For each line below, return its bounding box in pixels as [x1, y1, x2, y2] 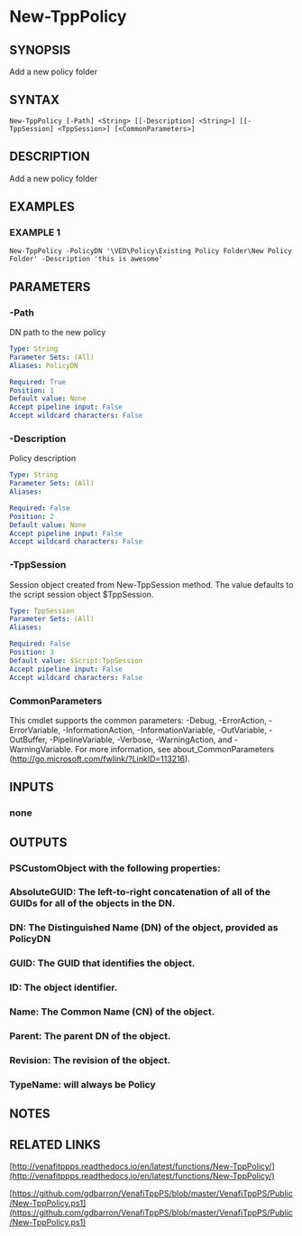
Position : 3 [9, 648, 54, 657]
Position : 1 [9, 386, 54, 395]
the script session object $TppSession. [9, 589, 154, 599]
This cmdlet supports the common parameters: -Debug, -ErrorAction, [9, 714, 268, 725]
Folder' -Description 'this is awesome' [9, 255, 164, 264]
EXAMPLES [9, 199, 75, 214]
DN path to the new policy [9, 327, 106, 337]
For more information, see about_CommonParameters [75, 743, 275, 754]
